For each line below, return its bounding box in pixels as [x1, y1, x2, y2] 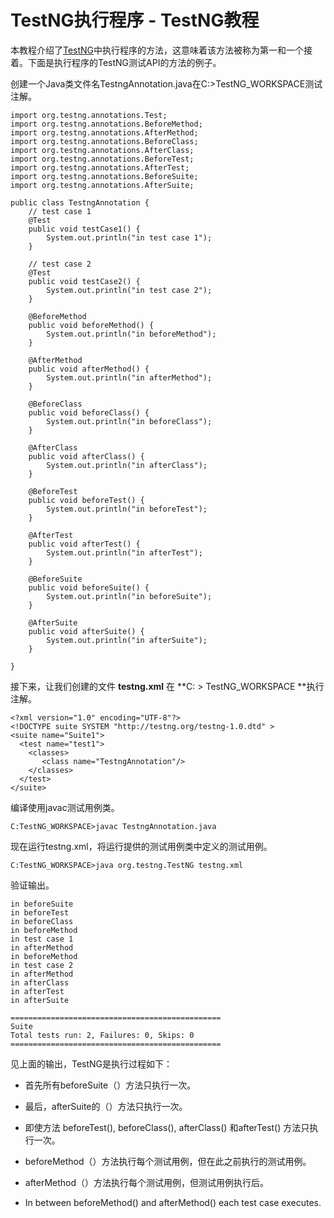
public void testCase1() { [28, 224, 141, 234]
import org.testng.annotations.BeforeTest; [10, 154, 195, 164]
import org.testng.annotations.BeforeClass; [10, 136, 199, 146]
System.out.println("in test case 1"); [46, 232, 213, 243]
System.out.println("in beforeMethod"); [46, 329, 217, 339]
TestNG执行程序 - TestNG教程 [10, 9, 260, 32]
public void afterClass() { [28, 451, 145, 461]
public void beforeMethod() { [28, 320, 155, 330]
